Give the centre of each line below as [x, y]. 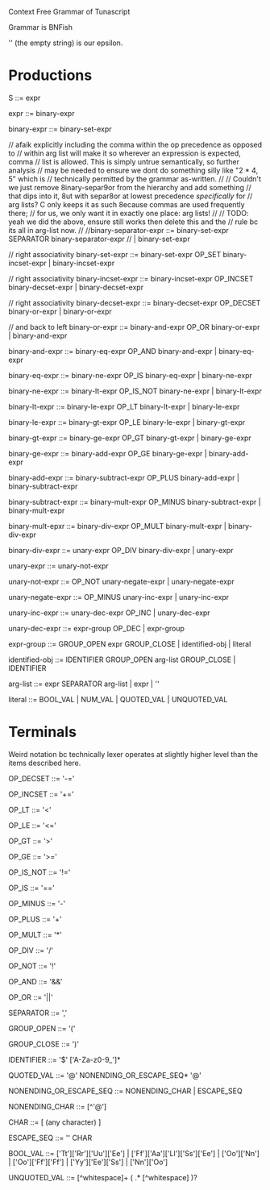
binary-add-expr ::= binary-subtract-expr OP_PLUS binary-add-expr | [124, 477]
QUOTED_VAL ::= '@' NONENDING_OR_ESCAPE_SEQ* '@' [105, 1075]
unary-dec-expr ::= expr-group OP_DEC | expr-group [97, 628]
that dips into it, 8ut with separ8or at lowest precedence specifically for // [131, 196]
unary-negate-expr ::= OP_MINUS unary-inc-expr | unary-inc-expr [119, 597]
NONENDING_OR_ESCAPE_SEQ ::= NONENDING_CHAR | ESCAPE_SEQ [126, 1091]
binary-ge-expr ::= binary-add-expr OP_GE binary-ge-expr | [108, 453]
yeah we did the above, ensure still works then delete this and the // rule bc [133, 222]
